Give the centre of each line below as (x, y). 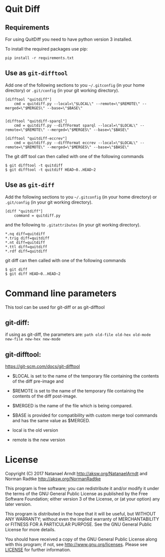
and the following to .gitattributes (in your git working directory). (73, 224)
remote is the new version (39, 440)
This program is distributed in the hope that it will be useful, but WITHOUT (81, 514)
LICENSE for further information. (38, 550)
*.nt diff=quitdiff (25, 242)
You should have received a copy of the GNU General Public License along (81, 539)
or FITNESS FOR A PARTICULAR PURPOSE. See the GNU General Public (79, 524)
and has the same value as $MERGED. (51, 421)
